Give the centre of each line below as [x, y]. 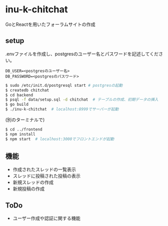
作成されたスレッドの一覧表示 [44, 169]
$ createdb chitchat [27, 90]
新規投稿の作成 [29, 189]
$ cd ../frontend [24, 129]
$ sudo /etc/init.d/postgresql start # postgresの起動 [64, 85]
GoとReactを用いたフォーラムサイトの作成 [50, 24]
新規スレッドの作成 [33, 182]
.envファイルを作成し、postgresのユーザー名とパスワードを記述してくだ [82, 54]
